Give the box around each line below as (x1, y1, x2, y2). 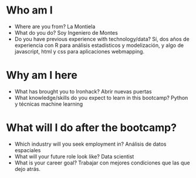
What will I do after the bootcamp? (6, 121, 177, 135)
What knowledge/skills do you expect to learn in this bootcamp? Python (14, 94, 188, 101)
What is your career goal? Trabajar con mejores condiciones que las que (14, 159, 190, 166)
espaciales (14, 146, 41, 153)
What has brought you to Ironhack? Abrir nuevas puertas (14, 88, 152, 95)
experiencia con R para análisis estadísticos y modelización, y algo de (14, 42, 184, 49)
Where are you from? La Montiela (14, 23, 96, 30)
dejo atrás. (14, 165, 41, 172)
